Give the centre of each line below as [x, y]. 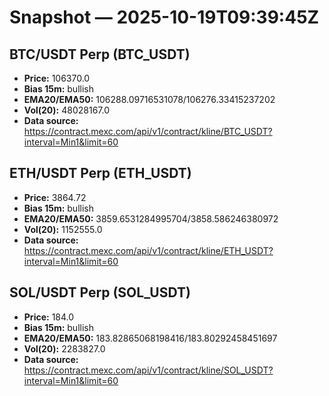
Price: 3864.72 [55, 197]
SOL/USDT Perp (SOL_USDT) [100, 292]
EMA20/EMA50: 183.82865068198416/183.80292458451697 [150, 338]
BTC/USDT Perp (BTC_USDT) [100, 54]
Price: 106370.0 [57, 78]
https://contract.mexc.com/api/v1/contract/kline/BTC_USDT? [148, 131]
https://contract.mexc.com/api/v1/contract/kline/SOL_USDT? [148, 370]
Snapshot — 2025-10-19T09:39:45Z [164, 17]
